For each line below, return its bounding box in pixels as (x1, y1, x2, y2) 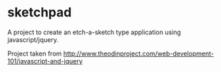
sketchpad (7, 4, 72, 21)
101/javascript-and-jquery (7, 56, 83, 65)
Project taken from (7, 49, 62, 58)
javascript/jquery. (7, 35, 59, 43)
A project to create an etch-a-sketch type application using (7, 28, 182, 36)
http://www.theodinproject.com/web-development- (63, 49, 214, 58)
